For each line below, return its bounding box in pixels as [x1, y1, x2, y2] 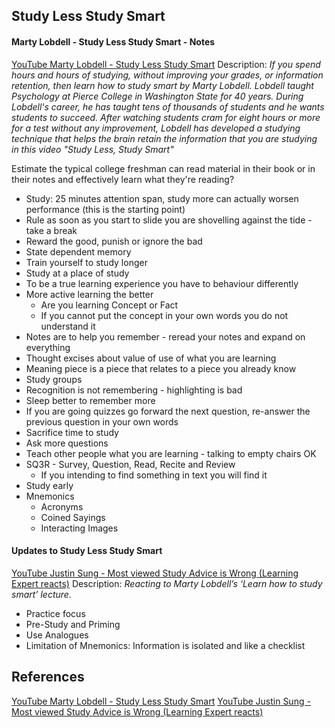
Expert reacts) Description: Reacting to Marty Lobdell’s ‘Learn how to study [11, 577, 323, 589]
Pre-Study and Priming [25, 618, 121, 630]
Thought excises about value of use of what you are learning [25, 352, 277, 364]
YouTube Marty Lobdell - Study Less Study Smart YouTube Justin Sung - [11, 695, 311, 707]
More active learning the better [25, 288, 154, 300]
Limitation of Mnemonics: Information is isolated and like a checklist [25, 639, 306, 651]
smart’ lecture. [11, 588, 72, 600]
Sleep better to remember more [25, 394, 156, 406]
